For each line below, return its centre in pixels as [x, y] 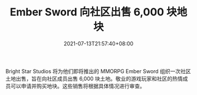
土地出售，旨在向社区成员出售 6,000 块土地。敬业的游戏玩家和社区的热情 [94, 78]
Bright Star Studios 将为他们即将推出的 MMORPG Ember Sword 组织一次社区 [98, 71]
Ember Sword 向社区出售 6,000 [87, 12]
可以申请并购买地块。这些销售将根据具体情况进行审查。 [78, 86]
